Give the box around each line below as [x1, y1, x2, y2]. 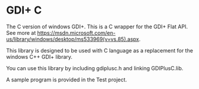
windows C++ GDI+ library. [6, 53, 73, 60]
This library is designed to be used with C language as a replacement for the [6, 47, 193, 54]
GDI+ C [6, 4, 42, 17]
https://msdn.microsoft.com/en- [37, 29, 116, 36]
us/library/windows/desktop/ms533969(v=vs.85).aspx [6, 35, 140, 42]
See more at [6, 29, 36, 36]
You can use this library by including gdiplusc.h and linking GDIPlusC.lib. [6, 64, 184, 71]
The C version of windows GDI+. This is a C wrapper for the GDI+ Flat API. [6, 23, 188, 30]
